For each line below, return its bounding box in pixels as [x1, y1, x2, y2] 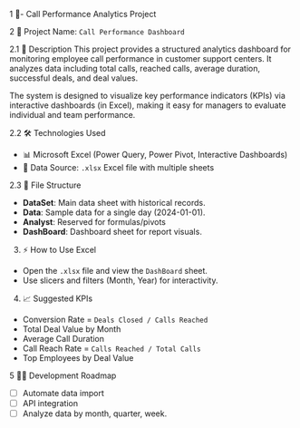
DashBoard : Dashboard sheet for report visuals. [22, 227, 202, 237]
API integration [22, 398, 79, 409]
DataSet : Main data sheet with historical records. [22, 198, 206, 208]
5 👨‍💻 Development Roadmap [9, 370, 117, 381]
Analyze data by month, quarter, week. [22, 408, 168, 419]
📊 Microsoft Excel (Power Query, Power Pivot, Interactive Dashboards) [22, 150, 288, 160]
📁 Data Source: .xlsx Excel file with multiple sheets [22, 162, 215, 172]
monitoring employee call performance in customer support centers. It [9, 53, 272, 63]
